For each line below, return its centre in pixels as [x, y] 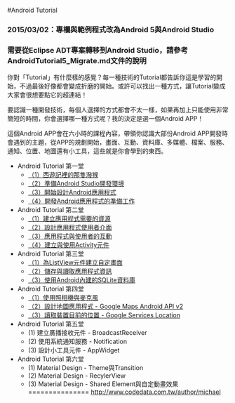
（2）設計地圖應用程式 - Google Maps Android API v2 [106, 306]
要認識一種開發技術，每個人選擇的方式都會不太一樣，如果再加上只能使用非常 [118, 110]
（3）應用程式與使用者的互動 [70, 236]
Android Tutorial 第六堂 [51, 359]
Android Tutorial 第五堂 [51, 324]
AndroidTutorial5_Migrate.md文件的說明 [77, 60]
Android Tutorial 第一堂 [51, 166]
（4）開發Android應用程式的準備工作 [81, 201]
